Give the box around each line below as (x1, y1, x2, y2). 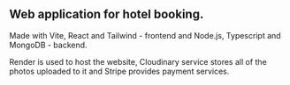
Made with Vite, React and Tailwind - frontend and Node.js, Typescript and (9, 30, 281, 40)
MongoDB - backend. (9, 39, 88, 50)
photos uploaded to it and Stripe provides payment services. (9, 66, 230, 76)
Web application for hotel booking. (9, 7, 204, 22)
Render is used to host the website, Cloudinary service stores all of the (9, 56, 267, 67)
